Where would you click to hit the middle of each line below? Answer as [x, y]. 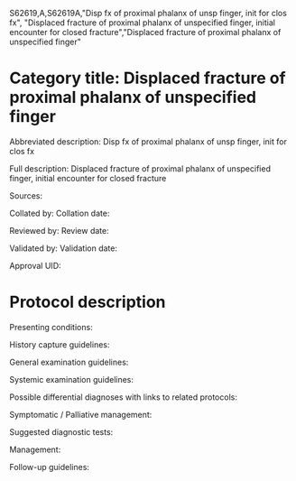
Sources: [26, 195]
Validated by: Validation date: [63, 248]
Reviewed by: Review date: [60, 230]
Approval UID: [35, 265]
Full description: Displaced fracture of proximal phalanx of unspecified [140, 168]
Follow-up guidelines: [50, 467]
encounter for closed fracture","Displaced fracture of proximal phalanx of [145, 32]
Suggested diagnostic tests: [61, 431]
